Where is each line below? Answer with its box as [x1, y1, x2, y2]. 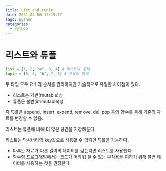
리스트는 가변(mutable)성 [12, 92, 63, 98]
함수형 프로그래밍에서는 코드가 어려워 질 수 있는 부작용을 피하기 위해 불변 [12, 154, 156, 160]
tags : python [5, 17, 33, 22]
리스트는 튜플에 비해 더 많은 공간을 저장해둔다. [5, 126, 96, 132]
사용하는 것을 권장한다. [26, 160, 71, 166]
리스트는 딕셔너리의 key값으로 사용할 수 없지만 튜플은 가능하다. [5, 137, 129, 143]
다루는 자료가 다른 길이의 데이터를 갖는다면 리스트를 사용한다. [12, 147, 133, 153]
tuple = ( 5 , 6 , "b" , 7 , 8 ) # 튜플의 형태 [5, 71, 89, 76]
